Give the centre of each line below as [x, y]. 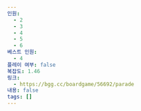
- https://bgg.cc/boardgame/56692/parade [74, 84]
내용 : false [23, 90]
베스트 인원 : [22, 52]
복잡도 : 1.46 [23, 71]
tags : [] [20, 97]
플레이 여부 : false [31, 65]
